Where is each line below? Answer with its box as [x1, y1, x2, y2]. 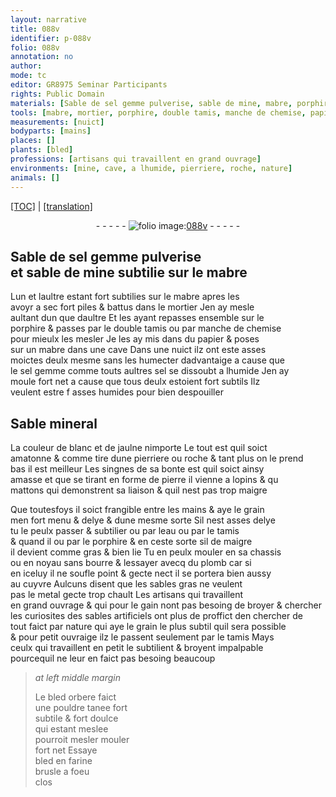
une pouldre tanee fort [34, 702, 128, 714]
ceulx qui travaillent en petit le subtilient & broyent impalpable [10, 642, 264, 654]
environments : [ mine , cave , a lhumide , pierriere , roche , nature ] [10, 163, 293, 173]
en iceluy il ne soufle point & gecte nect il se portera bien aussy [10, 567, 272, 580]
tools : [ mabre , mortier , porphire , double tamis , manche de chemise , [10, 107, 307, 118]
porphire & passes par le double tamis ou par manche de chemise [10, 322, 282, 335]
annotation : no [10, 52, 74, 62]
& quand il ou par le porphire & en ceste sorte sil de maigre [10, 536, 253, 548]
